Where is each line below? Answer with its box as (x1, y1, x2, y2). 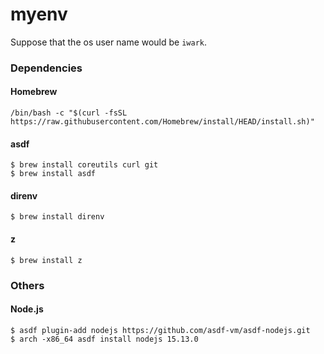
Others (10, 278, 45, 292)
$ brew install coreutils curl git (10, 160, 159, 170)
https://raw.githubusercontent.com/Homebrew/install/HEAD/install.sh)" (10, 117, 315, 127)
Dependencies (10, 61, 83, 75)
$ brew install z (10, 255, 83, 265)
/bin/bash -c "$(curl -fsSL (10, 108, 128, 118)
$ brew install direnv (10, 212, 105, 222)
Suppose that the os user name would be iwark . (10, 36, 208, 48)
